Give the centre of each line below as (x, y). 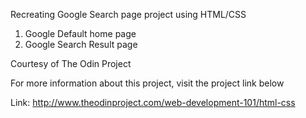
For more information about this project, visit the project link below (147, 83)
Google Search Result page (81, 44)
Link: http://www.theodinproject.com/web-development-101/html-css (153, 102)
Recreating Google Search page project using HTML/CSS (128, 14)
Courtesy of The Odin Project (71, 63)
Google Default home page (80, 33)
